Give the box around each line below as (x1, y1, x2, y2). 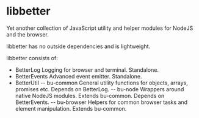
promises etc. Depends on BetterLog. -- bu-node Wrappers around (15, 85, 184, 92)
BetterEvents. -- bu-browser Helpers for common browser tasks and (15, 99, 188, 106)
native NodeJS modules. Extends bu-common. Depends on (15, 92, 165, 99)
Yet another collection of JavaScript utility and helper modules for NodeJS (6, 24, 194, 32)
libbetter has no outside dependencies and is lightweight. (6, 43, 151, 50)
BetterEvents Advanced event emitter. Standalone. (15, 72, 142, 80)
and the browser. (6, 30, 49, 38)
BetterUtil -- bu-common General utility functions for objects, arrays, (15, 79, 188, 86)
